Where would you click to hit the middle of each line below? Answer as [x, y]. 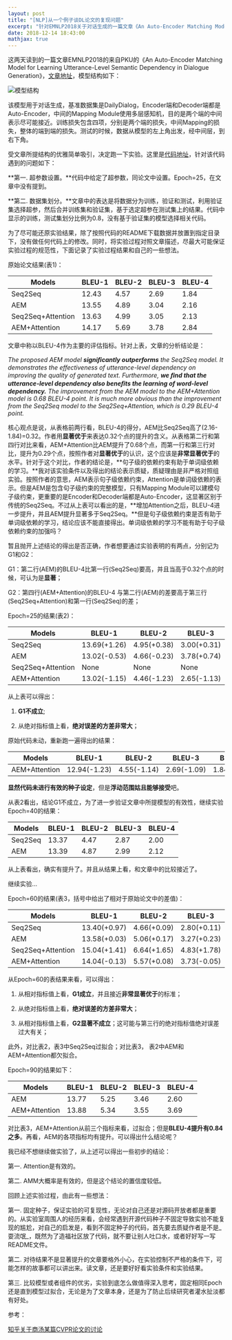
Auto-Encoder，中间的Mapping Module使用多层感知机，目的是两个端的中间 [115, 114]
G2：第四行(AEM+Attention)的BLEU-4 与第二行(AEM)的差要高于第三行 [107, 593]
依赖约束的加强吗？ [35, 531]
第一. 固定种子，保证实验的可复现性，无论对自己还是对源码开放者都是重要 [112, 1210]
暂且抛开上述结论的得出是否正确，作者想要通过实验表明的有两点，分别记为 [113, 546]
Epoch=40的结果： [35, 811]
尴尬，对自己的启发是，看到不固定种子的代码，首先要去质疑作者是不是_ [121, 1227]
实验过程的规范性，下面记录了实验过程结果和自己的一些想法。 [95, 250]
